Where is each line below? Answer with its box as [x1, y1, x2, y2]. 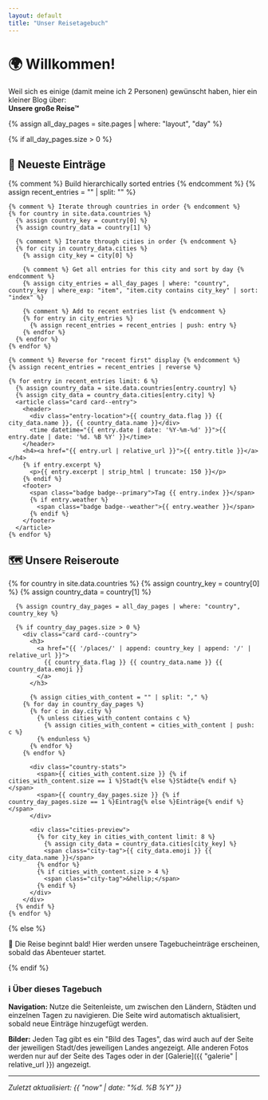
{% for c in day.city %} [29, 708, 112, 716]
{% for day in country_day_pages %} [22, 700, 145, 708]
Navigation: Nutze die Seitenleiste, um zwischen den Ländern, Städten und [8, 1002, 257, 1011]
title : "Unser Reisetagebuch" [8, 19, 109, 27]
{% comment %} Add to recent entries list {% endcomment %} [22, 308, 227, 316]
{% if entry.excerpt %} [22, 461, 102, 469]
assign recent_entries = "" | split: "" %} [8, 187, 136, 197]
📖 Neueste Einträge [8, 157, 106, 172]
